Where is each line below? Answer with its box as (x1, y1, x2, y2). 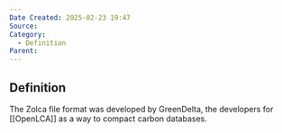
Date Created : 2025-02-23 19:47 (9, 13, 131, 22)
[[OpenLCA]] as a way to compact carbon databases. (9, 113, 207, 124)
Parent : (9, 47, 39, 56)
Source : (9, 22, 39, 31)
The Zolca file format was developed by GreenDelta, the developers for (9, 103, 274, 114)
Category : (9, 30, 47, 39)
